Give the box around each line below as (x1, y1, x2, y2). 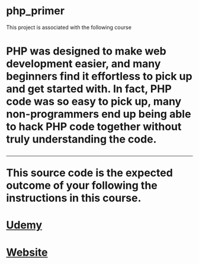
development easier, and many (6, 57, 161, 70)
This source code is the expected (6, 166, 173, 180)
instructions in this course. (6, 191, 142, 205)
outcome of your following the (6, 179, 158, 192)
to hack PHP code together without (6, 120, 182, 134)
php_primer (6, 4, 65, 18)
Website (6, 246, 48, 259)
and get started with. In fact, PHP (6, 82, 172, 96)
